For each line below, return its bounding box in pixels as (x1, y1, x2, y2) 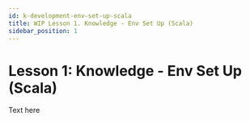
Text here (8, 106, 40, 115)
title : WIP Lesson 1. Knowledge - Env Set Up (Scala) (8, 19, 194, 27)
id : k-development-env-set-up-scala (8, 11, 132, 20)
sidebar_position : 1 (8, 27, 78, 35)
